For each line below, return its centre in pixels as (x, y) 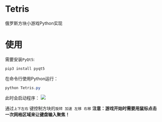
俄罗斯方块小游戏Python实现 (34, 23)
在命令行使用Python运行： (32, 78)
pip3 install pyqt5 (25, 69)
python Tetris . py (23, 88)
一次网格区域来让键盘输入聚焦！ (37, 114)
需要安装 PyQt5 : (20, 59)
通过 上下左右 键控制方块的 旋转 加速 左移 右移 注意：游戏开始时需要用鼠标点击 (81, 108)
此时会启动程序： (22, 98)
